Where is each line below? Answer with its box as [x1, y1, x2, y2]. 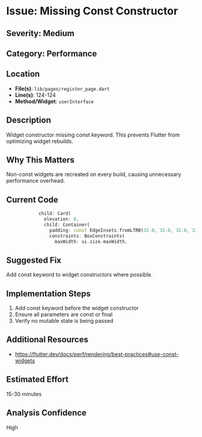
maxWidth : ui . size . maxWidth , [54, 239, 128, 245]
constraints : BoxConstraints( [49, 233, 125, 239]
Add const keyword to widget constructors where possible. [6, 271, 153, 278]
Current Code [6, 194, 58, 205]
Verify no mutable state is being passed [14, 317, 114, 325]
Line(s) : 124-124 [14, 91, 56, 99]
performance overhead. [6, 177, 65, 185]
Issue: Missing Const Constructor [6, 4, 179, 18]
